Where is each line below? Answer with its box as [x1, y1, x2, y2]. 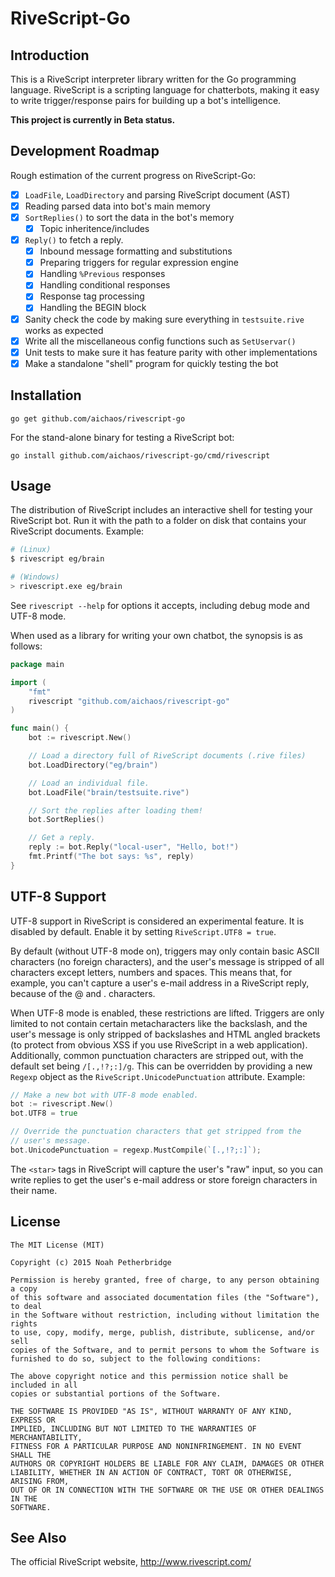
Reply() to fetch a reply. [24, 234, 124, 246]
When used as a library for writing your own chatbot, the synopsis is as [10, 629, 303, 641]
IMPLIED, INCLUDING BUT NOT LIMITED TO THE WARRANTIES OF [10, 1423, 257, 1434]
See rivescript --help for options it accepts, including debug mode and [10, 599, 310, 611]
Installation [10, 387, 82, 404]
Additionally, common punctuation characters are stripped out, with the [10, 1049, 304, 1061]
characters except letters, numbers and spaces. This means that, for [10, 966, 293, 978]
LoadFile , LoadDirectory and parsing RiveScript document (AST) [24, 188, 291, 201]
